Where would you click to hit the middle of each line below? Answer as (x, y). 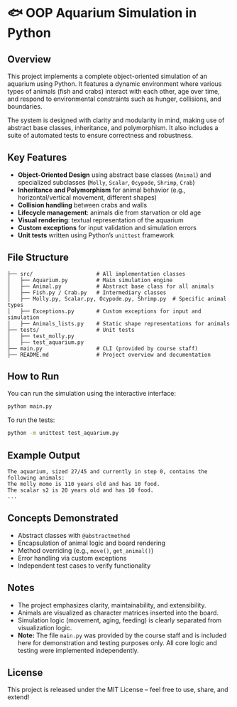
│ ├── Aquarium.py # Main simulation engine (90, 280)
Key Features (37, 157)
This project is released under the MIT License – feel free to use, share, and (118, 690)
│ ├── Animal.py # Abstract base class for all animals (111, 286)
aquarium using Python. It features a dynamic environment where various (115, 84)
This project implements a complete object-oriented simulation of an (108, 76)
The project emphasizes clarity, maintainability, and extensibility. (112, 605)
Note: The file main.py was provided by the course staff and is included (122, 635)
